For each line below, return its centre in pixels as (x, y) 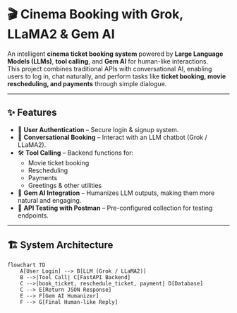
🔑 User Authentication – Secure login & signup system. (98, 129)
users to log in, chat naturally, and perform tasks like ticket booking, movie (117, 76)
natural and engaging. (49, 200)
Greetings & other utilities (65, 185)
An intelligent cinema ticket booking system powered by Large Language (115, 54)
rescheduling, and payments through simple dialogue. (87, 83)
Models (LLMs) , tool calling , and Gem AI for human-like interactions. (108, 61)
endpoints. (33, 215)
